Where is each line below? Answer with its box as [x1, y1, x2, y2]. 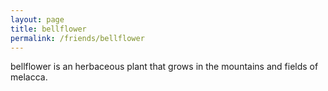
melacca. [10, 71, 48, 83]
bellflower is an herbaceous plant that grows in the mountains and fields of [10, 61, 319, 73]
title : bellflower [10, 24, 87, 34]
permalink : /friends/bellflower [10, 33, 145, 43]
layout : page [10, 14, 65, 25]
